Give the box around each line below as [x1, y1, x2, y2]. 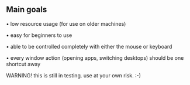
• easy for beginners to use [6, 32, 72, 39]
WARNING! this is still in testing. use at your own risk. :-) [6, 72, 141, 79]
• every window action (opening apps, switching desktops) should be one [6, 54, 184, 61]
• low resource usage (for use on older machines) [6, 20, 126, 27]
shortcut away [6, 60, 41, 67]
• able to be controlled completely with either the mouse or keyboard [6, 43, 172, 50]
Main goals [6, 5, 47, 15]
